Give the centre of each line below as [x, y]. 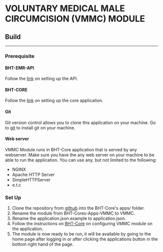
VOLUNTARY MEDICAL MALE [65, 9]
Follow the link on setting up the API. [41, 79]
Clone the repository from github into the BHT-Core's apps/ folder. [78, 208]
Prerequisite [20, 56]
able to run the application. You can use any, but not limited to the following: [81, 160]
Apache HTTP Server [33, 174]
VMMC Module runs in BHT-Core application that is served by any [71, 149]
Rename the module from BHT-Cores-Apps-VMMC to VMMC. [73, 213]
